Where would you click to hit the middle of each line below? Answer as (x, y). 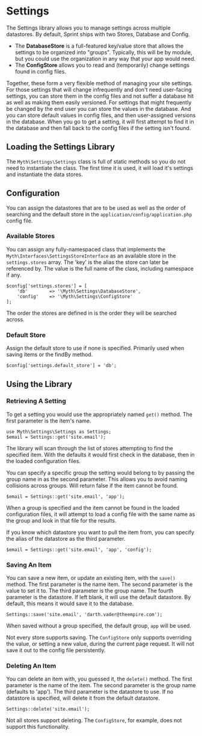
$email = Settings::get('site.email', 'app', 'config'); (79, 550)
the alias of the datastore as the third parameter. (66, 538)
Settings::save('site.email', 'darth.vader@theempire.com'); (84, 615)
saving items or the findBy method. (50, 354)
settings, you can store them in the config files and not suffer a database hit (100, 96)
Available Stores (31, 236)
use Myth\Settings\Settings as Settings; (59, 432)
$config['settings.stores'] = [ (47, 286)
